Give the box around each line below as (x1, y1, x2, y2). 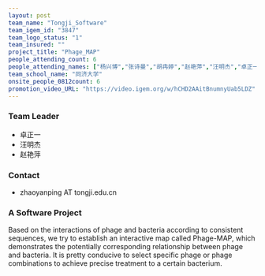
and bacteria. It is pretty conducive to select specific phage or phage (8, 250, 233, 260)
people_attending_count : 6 (8, 56, 97, 64)
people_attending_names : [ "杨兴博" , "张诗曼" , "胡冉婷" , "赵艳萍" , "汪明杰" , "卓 (8, 63, 247, 71)
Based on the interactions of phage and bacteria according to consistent (8, 226, 244, 235)
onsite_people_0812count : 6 (8, 77, 101, 85)
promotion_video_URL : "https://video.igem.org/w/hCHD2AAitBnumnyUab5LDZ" (8, 84, 256, 93)
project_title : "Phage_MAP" (8, 48, 101, 56)
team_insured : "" (8, 41, 65, 49)
